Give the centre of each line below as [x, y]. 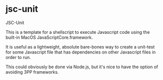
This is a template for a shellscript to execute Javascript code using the [78, 32]
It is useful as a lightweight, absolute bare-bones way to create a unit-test [80, 47]
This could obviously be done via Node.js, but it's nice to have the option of [82, 67]
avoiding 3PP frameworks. [32, 72]
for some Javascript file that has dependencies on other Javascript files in [81, 52]
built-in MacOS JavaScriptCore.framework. [49, 37]
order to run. [18, 57]
